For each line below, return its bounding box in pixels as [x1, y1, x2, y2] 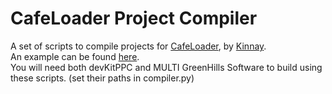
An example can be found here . [10, 50, 140, 62]
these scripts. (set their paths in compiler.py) [10, 72, 195, 84]
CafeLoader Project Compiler [10, 7, 258, 30]
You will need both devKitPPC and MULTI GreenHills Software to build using [10, 61, 323, 73]
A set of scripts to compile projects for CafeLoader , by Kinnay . [10, 40, 267, 52]
